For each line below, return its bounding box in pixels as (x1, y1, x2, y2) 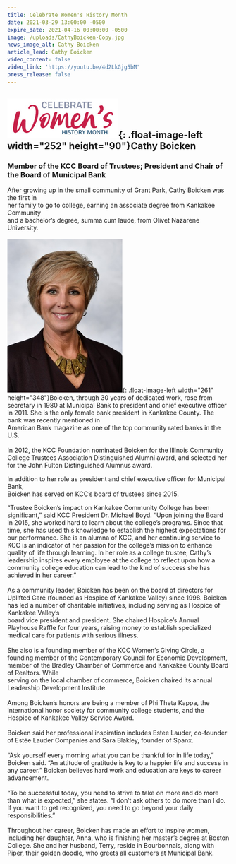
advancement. (7, 774, 49, 782)
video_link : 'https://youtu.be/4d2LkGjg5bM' (7, 64, 140, 71)
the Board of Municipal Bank (7, 170, 106, 179)
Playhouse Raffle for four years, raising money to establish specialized (7, 624, 211, 632)
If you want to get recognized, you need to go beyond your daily (7, 804, 194, 812)
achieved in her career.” (7, 571, 77, 579)
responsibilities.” (7, 811, 56, 819)
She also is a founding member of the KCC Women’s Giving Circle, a (7, 646, 205, 655)
